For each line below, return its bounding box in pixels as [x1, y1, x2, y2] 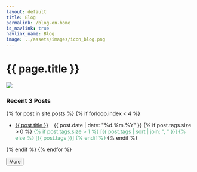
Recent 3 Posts [6, 96, 51, 105]
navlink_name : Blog [6, 31, 55, 37]
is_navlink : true [6, 25, 50, 32]
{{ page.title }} [6, 62, 80, 76]
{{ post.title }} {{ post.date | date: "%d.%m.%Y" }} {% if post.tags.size [14, 122, 192, 129]
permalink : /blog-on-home [6, 20, 70, 26]
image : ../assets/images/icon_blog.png [6, 36, 106, 42]
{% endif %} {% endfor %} [6, 146, 72, 153]
